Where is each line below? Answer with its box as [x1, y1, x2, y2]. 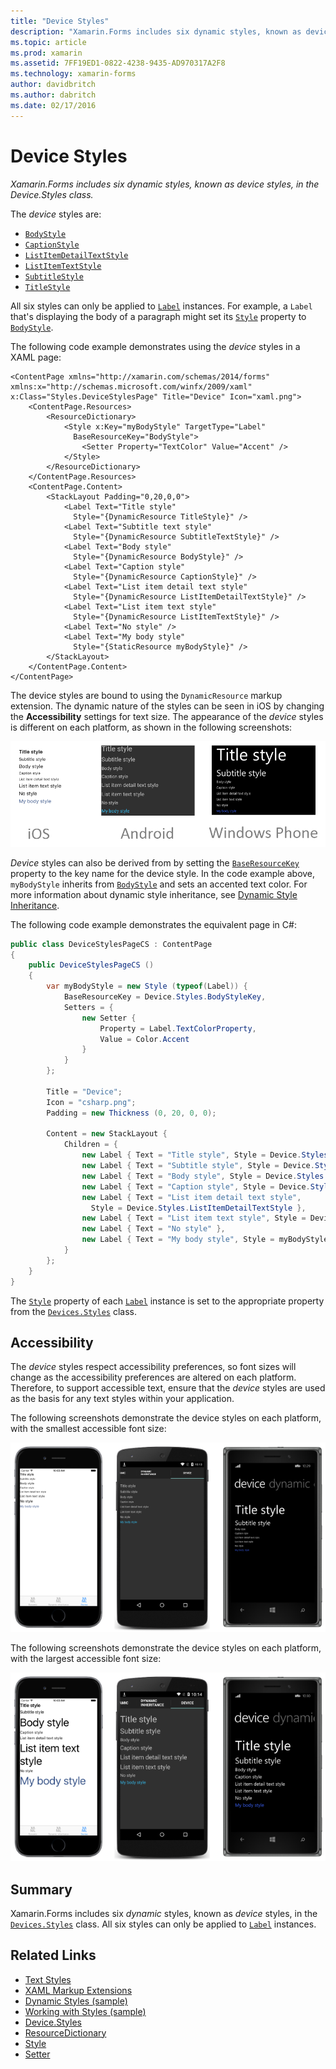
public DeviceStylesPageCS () [28, 960, 155, 970]
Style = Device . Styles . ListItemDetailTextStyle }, [90, 1203, 307, 1213]
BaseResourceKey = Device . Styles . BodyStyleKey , [63, 992, 267, 1002]
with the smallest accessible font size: [10, 1423, 167, 1435]
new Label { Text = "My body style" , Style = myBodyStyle [81, 1235, 329, 1245]
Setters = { [63, 1002, 114, 1012]
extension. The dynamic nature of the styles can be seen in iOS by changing [10, 700, 325, 712]
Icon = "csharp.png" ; [46, 1097, 137, 1107]
